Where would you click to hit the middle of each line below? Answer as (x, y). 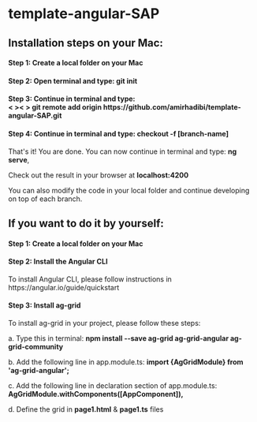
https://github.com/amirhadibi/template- (172, 107)
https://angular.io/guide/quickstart (64, 287)
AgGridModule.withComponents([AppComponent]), (96, 394)
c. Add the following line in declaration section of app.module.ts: (113, 385)
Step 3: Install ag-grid (45, 305)
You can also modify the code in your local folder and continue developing (129, 190)
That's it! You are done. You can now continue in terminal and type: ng (123, 151)
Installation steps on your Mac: (86, 43)
